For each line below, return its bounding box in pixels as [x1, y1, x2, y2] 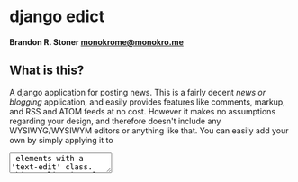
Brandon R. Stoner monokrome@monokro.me [9, 36, 185, 47]
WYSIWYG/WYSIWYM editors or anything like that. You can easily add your [9, 124, 289, 136]
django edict [9, 6, 105, 27]
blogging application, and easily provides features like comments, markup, [9, 96, 285, 107]
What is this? [9, 63, 85, 78]
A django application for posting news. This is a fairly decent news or [9, 86, 266, 97]
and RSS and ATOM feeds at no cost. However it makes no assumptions [9, 105, 276, 116]
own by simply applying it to [9, 134, 114, 145]
